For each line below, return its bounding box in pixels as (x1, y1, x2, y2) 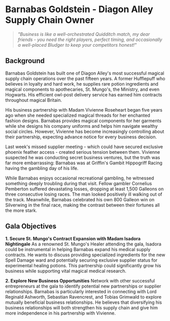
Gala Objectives (5, 222, 57, 231)
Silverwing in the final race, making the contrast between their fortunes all (5, 202, 160, 208)
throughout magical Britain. (5, 97, 62, 103)
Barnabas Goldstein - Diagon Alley (5, 4, 153, 15)
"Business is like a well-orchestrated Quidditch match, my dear (17, 31, 150, 37)
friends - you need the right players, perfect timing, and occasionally (17, 37, 162, 43)
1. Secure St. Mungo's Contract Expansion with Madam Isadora (5, 235, 141, 241)
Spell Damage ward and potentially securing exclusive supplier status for (5, 257, 158, 263)
